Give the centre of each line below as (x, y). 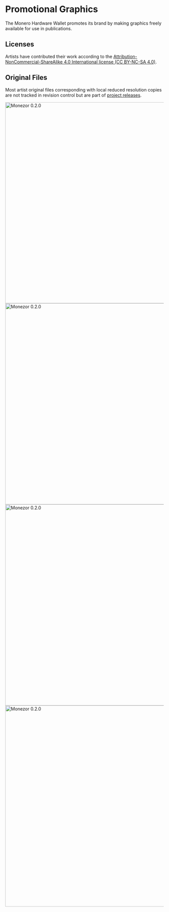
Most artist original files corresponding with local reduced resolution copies (83, 89)
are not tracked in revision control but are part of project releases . (73, 95)
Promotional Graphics (52, 9)
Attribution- (125, 56)
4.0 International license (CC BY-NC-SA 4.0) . (110, 62)
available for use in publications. (39, 28)
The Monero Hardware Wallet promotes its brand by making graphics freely (83, 23)
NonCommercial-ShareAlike (34, 62)
